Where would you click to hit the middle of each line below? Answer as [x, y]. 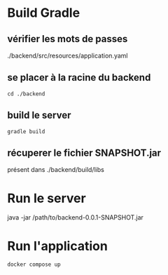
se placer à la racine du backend [79, 78]
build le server [39, 115]
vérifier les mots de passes [68, 39]
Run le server [47, 198]
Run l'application [58, 246]
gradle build [26, 131]
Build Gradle [44, 13]
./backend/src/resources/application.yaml [68, 55]
